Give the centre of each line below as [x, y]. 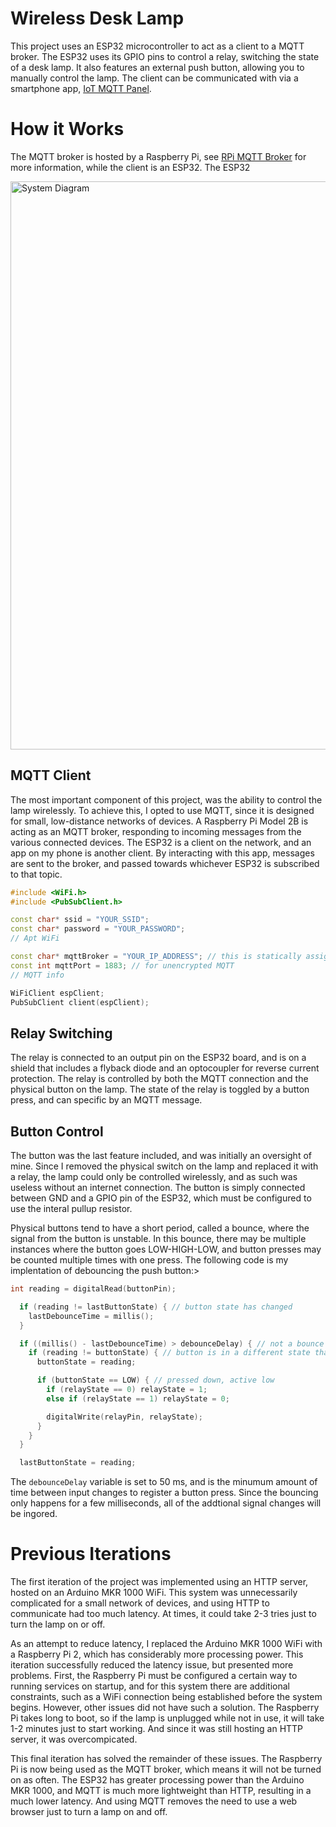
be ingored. [34, 1514]
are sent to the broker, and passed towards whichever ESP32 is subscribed [165, 863]
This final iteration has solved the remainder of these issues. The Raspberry [166, 1759]
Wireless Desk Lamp [97, 18]
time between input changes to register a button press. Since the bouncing [164, 1493]
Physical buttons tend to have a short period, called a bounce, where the [160, 1228]
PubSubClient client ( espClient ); [80, 1002]
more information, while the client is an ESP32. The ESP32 [130, 167]
